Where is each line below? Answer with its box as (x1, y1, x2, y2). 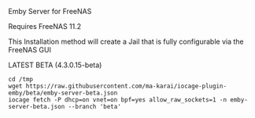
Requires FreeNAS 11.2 (8, 22, 82, 30)
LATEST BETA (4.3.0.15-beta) (8, 60, 102, 70)
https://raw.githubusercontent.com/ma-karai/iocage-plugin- (25, 82, 227, 90)
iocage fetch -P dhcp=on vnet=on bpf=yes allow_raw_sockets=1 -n (8, 96, 227, 104)
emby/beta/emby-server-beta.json (8, 89, 118, 97)
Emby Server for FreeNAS (8, 7, 92, 16)
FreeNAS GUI (8, 45, 51, 54)
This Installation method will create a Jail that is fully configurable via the (8, 37, 244, 46)
